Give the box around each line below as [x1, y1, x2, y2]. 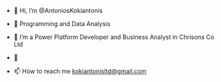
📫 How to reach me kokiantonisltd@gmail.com [13, 67, 147, 75]
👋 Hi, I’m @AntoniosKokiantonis [13, 7, 103, 14]
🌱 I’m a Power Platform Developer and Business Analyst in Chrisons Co [13, 33, 215, 41]
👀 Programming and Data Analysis [13, 20, 111, 27]
